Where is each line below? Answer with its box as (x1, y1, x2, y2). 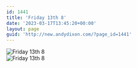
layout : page (6, 25, 40, 32)
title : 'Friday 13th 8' (6, 15, 67, 21)
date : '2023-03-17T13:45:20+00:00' (6, 20, 97, 26)
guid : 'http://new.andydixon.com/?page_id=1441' (6, 32, 132, 38)
